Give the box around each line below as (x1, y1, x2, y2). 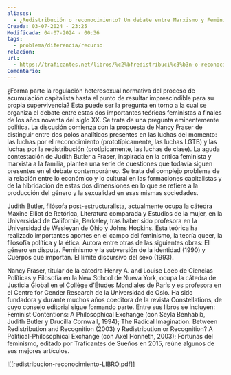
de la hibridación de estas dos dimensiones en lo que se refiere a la (7, 181, 198, 190)
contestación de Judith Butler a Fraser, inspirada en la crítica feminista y (7, 152, 212, 160)
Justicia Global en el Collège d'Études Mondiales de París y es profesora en (7, 281, 222, 289)
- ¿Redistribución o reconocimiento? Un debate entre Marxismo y (13, 16, 205, 23)
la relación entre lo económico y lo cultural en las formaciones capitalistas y (7, 174, 222, 182)
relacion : (7, 49, 36, 56)
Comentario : (7, 67, 41, 74)
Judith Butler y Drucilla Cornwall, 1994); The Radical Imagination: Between (7, 317, 218, 326)
